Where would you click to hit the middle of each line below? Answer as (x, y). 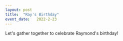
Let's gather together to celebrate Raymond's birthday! (62, 33)
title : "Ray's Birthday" (32, 14)
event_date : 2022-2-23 (31, 19)
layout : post (19, 10)
